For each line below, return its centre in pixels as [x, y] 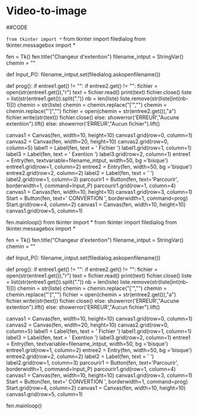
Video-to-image [47, 11]
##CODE [17, 27]
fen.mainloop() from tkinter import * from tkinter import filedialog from [92, 222]
